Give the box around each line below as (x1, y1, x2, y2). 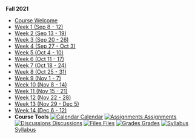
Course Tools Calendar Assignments (14, 113, 177, 120)
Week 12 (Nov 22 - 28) (14, 94, 71, 101)
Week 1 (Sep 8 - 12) (14, 24, 64, 30)
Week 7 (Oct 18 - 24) (14, 62, 67, 69)
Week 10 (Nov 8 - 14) (14, 81, 67, 88)
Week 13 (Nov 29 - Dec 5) (14, 100, 79, 108)
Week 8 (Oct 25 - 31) (14, 68, 67, 75)
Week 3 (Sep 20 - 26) (14, 36, 69, 43)
